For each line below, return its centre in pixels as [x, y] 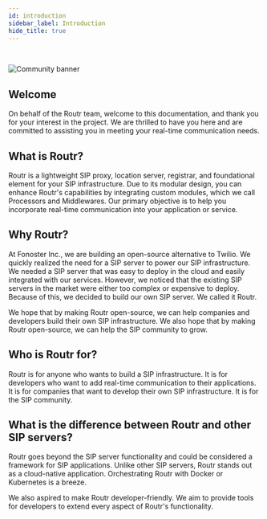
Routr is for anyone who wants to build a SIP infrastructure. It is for [118, 374]
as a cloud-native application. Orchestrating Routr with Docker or [116, 474]
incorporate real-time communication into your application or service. [123, 209]
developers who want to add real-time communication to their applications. [132, 382]
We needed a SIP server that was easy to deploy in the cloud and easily [127, 271]
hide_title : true [37, 31]
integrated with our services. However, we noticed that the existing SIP [125, 280]
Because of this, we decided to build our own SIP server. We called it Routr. [133, 296]
